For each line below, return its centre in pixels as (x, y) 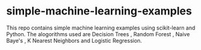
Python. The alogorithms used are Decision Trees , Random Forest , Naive (98, 34)
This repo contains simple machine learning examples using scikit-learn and (101, 28)
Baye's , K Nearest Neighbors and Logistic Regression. (74, 40)
